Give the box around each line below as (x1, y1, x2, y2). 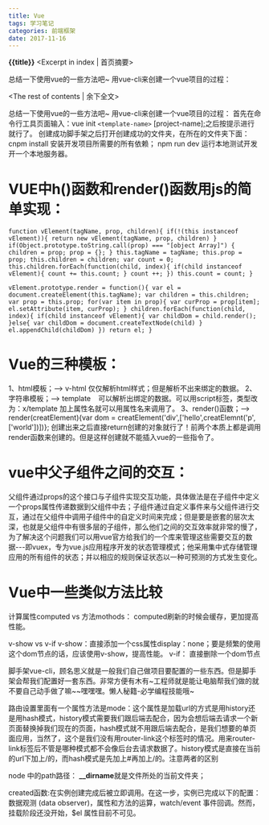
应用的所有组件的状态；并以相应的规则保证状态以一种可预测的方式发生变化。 (8, 553, 262, 562)
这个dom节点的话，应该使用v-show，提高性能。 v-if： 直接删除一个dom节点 (8, 649, 261, 658)
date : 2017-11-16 (8, 34, 67, 43)
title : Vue (8, 11, 45, 20)
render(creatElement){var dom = (8, 412, 116, 423)
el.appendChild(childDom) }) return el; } (8, 326, 153, 334)
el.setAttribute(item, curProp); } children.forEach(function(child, (8, 305, 247, 313)
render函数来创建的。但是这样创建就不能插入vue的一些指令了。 (8, 433, 218, 442)
